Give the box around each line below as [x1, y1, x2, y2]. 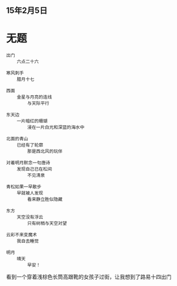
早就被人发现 [17, 190, 43, 196]
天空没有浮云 [17, 214, 43, 220]
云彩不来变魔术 [6, 232, 37, 238]
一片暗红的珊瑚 [17, 118, 48, 124]
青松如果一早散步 [6, 184, 42, 190]
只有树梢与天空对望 [27, 220, 67, 226]
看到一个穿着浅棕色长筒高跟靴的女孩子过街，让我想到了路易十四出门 [6, 274, 172, 281]
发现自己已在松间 [17, 166, 52, 173]
